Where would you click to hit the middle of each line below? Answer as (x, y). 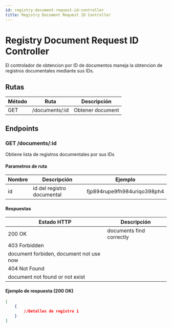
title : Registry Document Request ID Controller (58, 15)
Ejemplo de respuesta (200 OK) (39, 290)
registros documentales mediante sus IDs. (50, 71)
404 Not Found (26, 269)
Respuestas (18, 208)
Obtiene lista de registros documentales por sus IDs (60, 154)
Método (17, 102)
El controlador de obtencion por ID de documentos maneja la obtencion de (84, 65)
